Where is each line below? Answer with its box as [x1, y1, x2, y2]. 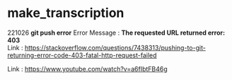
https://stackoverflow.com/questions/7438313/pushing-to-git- [24, 43, 207, 52]
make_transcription [7, 5, 124, 21]
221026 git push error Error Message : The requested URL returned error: [7, 28, 225, 37]
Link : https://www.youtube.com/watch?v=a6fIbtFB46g [7, 64, 168, 73]
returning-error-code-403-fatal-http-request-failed [7, 51, 157, 59]
